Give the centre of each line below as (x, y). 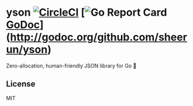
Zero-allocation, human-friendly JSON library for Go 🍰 (71, 66)
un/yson (27, 50)
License (21, 84)
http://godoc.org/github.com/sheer (99, 37)
